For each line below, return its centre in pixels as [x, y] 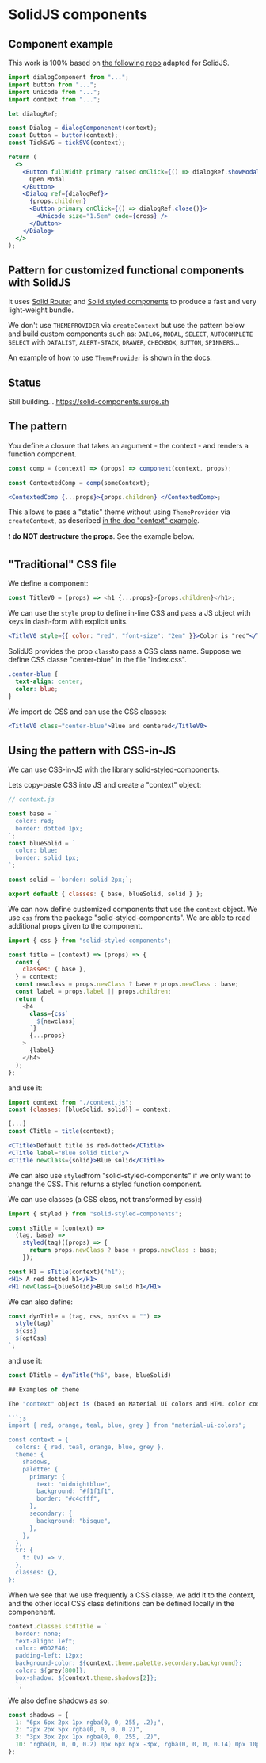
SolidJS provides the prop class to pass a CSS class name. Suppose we [125, 651]
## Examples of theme [44, 1389]
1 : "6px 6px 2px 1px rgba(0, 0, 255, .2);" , [90, 1722]
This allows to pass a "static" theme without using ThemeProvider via [120, 512]
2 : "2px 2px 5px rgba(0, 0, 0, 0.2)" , [80, 1730]
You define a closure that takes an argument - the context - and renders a [129, 445]
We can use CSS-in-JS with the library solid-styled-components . [114, 769]
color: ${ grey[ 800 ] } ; [51, 1671]
